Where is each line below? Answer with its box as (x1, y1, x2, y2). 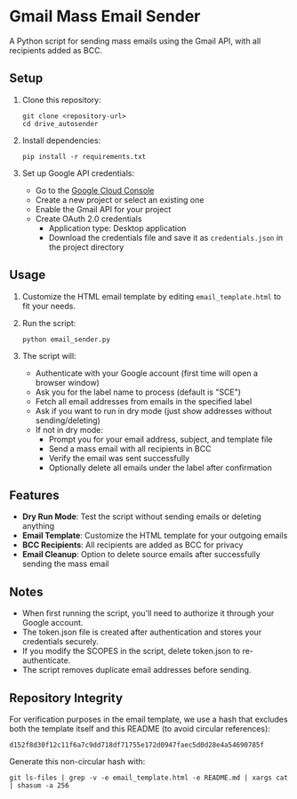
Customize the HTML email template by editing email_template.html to (21, 291, 282, 301)
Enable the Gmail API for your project (35, 204, 172, 214)
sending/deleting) (35, 415, 100, 426)
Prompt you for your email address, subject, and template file (48, 434, 273, 444)
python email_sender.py (21, 335, 111, 344)
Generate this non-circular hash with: (9, 756, 146, 766)
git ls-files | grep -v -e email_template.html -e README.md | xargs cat (9, 773, 289, 782)
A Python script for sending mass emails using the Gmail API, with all (9, 36, 261, 46)
